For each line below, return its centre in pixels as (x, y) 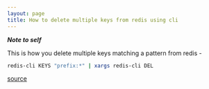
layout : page (26, 13)
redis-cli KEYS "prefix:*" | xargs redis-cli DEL (81, 66)
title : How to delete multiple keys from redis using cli (93, 20)
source (17, 79)
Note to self (24, 39)
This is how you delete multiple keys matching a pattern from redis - (105, 53)
